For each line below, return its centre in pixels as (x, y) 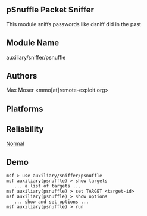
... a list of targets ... (48, 186)
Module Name (33, 43)
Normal (15, 143)
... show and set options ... (51, 202)
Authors (22, 76)
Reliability (25, 129)
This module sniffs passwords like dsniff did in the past (73, 24)
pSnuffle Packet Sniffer (50, 10)
